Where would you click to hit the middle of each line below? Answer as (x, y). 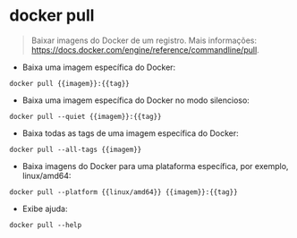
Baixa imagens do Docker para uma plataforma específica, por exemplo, (155, 166)
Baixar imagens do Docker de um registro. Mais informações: (144, 40)
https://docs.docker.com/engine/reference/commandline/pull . (145, 49)
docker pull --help (46, 225)
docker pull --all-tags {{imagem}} (76, 149)
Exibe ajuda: (45, 208)
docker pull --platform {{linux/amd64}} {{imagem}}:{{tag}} (124, 192)
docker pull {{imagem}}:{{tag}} (69, 83)
